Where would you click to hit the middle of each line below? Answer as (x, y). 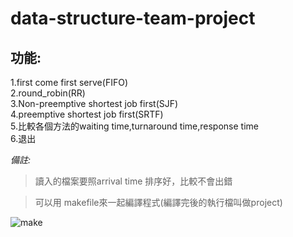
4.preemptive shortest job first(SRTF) (87, 114)
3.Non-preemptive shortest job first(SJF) (94, 103)
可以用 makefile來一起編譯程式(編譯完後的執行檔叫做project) (158, 202)
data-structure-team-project (133, 18)
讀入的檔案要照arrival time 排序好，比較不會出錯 (133, 181)
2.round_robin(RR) (48, 93)
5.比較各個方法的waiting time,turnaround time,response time (134, 126)
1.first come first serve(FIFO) (69, 82)
